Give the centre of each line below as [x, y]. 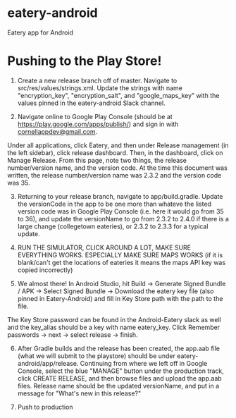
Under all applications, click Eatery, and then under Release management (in [118, 145]
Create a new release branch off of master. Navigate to [97, 80]
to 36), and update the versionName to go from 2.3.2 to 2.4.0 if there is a [123, 219]
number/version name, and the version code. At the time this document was [117, 168]
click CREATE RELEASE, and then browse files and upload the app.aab [119, 378]
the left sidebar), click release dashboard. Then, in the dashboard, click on [115, 152]
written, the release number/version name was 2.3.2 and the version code [114, 175]
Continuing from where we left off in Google [144, 363]
